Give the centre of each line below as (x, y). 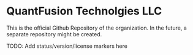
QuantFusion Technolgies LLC (84, 11)
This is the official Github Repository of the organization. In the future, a (96, 28)
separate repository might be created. (54, 34)
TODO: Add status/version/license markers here (67, 46)
